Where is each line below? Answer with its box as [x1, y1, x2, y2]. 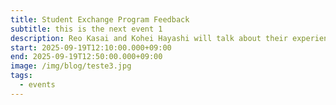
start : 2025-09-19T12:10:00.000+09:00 [10, 42, 172, 53]
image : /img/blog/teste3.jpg [10, 61, 132, 71]
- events [19, 80, 56, 90]
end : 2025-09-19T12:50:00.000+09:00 [10, 52, 163, 62]
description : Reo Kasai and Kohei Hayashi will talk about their [10, 33, 288, 43]
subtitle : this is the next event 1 [10, 24, 163, 34]
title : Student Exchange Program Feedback [10, 14, 190, 25]
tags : [10, 71, 33, 81]
